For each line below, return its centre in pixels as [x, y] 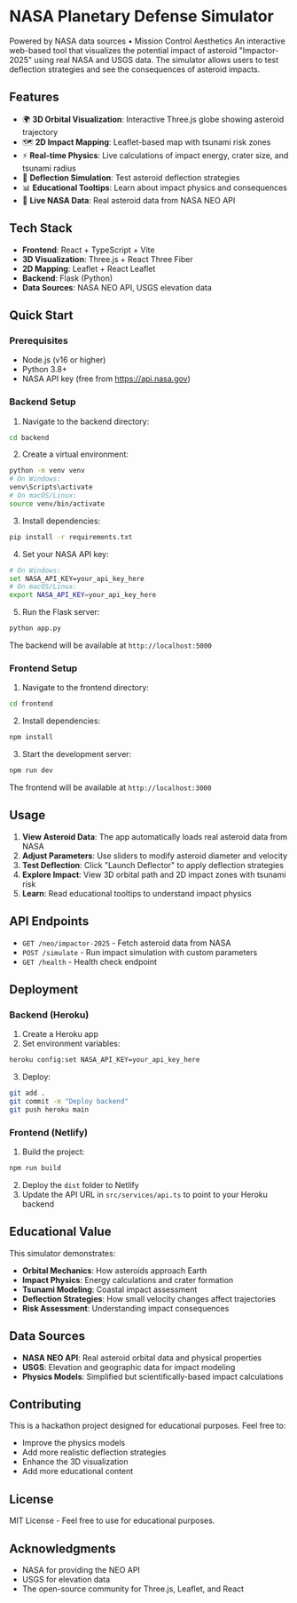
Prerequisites [39, 340]
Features [34, 97]
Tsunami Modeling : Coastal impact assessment [109, 1289]
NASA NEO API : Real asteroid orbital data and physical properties [142, 1358]
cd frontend [31, 704]
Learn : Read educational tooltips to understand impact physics [137, 893]
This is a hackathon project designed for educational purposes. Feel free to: [148, 1426]
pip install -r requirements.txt [71, 537]
